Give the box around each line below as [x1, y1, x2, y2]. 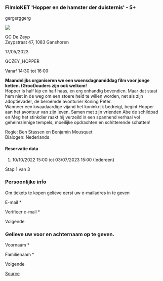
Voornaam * [5, 242, 30, 248]
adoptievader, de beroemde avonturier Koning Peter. [5, 98, 112, 105]
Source [5, 271, 20, 277]
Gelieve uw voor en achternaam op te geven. [5, 231, 115, 238]
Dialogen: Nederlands [5, 134, 49, 140]
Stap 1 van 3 [5, 166, 31, 172]
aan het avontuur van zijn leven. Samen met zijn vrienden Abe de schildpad [5, 109, 159, 115]
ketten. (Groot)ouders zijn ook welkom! [5, 83, 87, 89]
